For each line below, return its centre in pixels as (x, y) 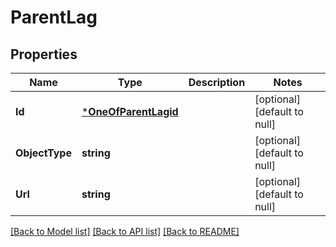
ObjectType (43, 153)
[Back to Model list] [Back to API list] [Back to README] (125, 231)
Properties (44, 54)
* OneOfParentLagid (130, 111)
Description (217, 82)
